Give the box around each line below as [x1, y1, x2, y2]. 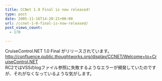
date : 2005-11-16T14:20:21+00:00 [5, 16, 73, 21]
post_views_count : [5, 25, 42, 30]
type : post [5, 12, 27, 17]
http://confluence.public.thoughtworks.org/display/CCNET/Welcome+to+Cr [5, 54, 157, 59]
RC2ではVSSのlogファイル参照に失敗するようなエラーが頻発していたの [5, 64, 148, 70]
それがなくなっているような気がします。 [13, 71, 94, 76]
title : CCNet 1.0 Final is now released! [5, 7, 91, 12]
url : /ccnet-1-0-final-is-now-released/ [5, 20, 89, 26]
